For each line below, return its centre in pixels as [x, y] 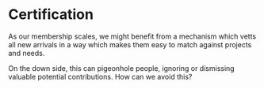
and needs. [27, 53]
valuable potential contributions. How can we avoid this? [100, 76]
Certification [51, 15]
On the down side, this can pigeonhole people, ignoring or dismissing [122, 68]
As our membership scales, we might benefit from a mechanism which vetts [132, 36]
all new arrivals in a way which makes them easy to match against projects [130, 44]
